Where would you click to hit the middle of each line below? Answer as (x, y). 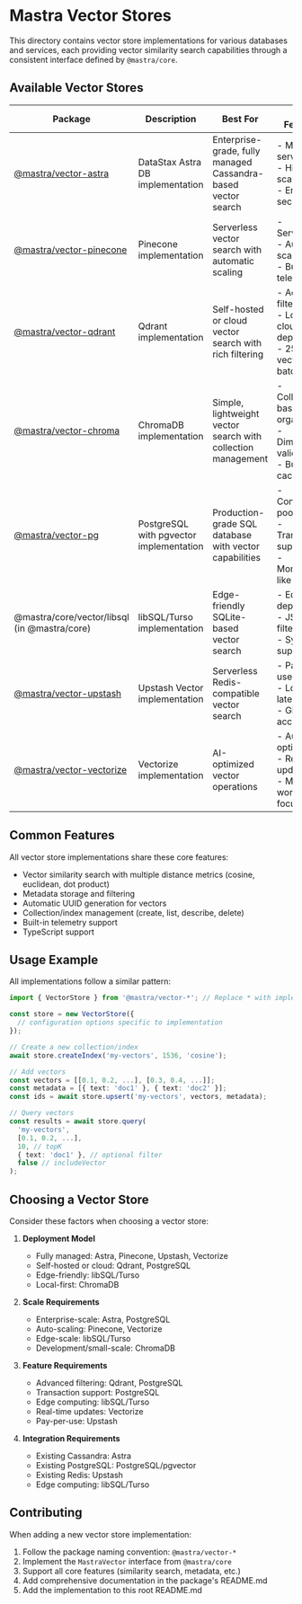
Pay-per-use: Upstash (77, 1421)
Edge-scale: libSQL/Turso (84, 1338)
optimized (233, 764)
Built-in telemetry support (70, 922)
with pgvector (167, 535)
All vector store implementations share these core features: (119, 857)
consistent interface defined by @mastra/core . (93, 59)
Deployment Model (59, 1238)
